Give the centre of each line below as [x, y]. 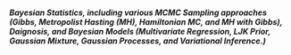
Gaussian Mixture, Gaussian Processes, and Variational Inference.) [137, 41]
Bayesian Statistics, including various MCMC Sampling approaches [138, 12]
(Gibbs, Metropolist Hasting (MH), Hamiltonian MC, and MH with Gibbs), [146, 21]
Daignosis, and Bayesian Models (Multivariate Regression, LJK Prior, [140, 31]
